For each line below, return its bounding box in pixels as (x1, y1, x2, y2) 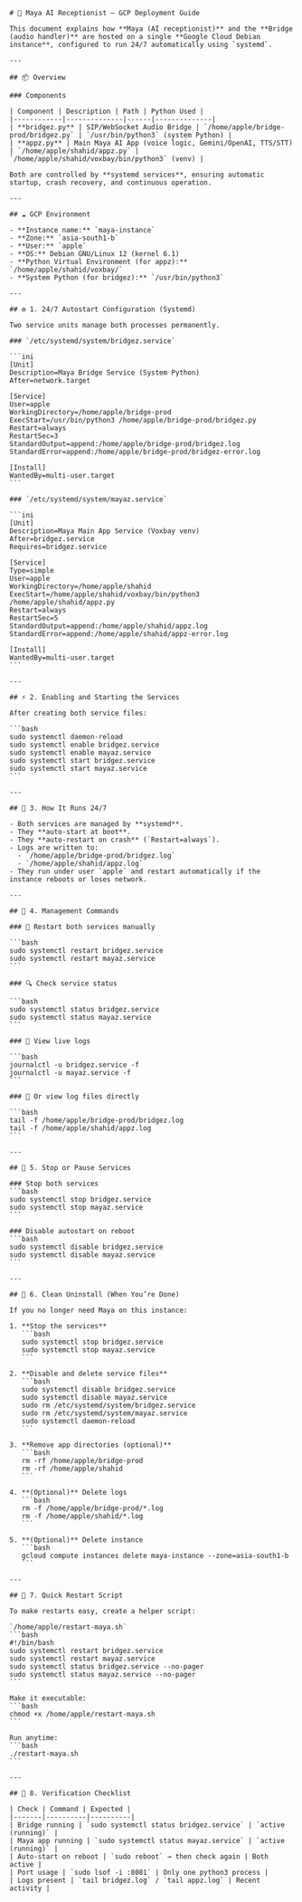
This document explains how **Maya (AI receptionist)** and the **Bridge (9, 24, 294, 33)
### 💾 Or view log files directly (9, 1092, 140, 1101)
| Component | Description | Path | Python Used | (9, 107, 204, 116)
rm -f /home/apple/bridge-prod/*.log (21, 1504, 165, 1513)
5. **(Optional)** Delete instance (9, 1536, 144, 1545)
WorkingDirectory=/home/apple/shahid (9, 582, 152, 591)
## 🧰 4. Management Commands (9, 907, 119, 916)
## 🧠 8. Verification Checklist (9, 1789, 131, 1798)
